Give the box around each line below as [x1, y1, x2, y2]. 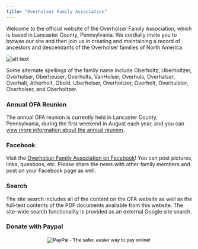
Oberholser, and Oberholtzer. [6, 85, 78, 92]
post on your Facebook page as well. [6, 167, 97, 174]
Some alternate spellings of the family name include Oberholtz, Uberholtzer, [6, 66, 192, 74]
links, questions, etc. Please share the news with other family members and [6, 161, 191, 168]
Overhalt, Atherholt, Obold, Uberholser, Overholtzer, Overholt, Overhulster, [6, 79, 189, 86]
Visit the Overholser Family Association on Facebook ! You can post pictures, [6, 154, 193, 161]
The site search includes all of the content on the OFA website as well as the [6, 195, 193, 202]
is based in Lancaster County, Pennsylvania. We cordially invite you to [6, 31, 177, 38]
